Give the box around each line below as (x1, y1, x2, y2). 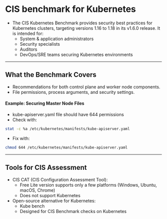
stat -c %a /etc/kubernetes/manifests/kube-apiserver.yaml (5, 126, 130, 131)
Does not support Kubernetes (19, 192, 81, 198)
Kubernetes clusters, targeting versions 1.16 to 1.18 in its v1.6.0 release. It (12, 25, 161, 31)
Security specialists (19, 41, 60, 47)
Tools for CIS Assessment (5, 163, 87, 172)
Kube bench (19, 203, 45, 209)
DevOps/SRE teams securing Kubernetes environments (19, 51, 133, 58)
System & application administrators (19, 36, 94, 42)
